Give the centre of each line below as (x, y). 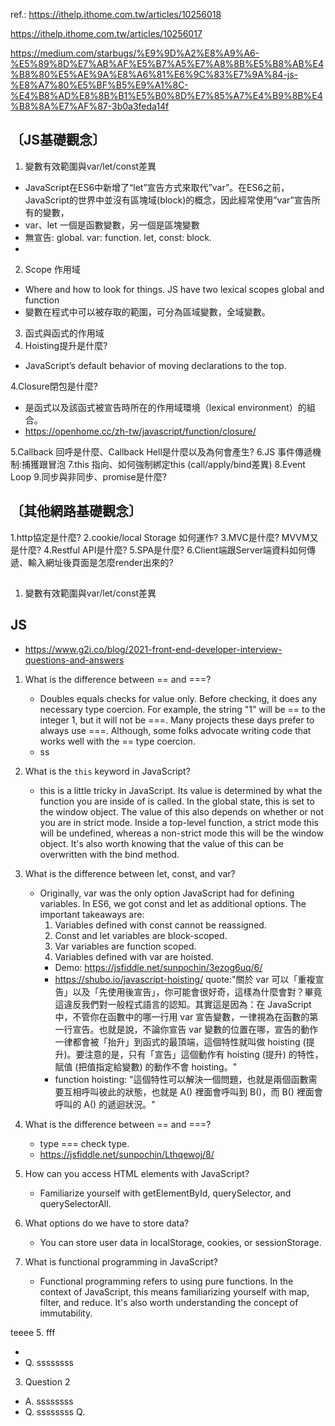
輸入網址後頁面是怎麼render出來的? (100, 562)
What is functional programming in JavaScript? (121, 1261)
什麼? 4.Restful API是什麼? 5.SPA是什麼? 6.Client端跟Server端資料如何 (163, 550)
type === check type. (84, 1143)
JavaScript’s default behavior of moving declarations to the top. (155, 365)
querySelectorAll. (75, 1203)
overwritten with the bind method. (109, 854)
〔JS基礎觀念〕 (58, 140)
